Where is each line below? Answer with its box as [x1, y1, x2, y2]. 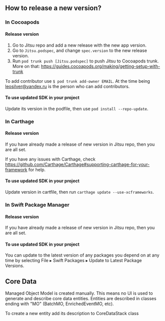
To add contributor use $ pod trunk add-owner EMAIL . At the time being [5, 78, 150, 84]
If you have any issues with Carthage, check [5, 156, 96, 162]
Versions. [5, 263, 25, 269]
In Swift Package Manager [5, 201, 70, 208]
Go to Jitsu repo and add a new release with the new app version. [12, 42, 147, 48]
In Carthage [5, 118, 35, 125]
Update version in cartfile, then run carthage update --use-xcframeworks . [5, 189, 155, 195]
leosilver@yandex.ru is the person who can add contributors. [5, 83, 130, 89]
